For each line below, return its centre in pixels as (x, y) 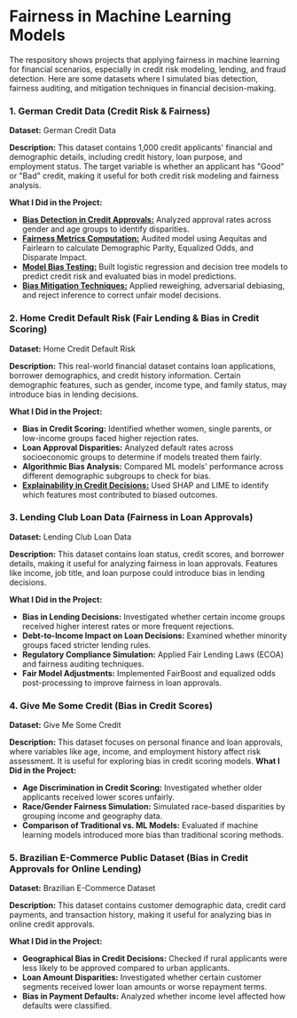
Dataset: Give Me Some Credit (65, 725)
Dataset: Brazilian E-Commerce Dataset (82, 888)
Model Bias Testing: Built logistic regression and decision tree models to (155, 267)
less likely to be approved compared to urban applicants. (126, 968)
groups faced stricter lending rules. (86, 644)
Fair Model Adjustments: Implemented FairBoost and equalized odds (149, 673)
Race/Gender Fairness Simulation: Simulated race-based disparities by (153, 807)
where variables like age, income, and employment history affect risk (135, 752)
